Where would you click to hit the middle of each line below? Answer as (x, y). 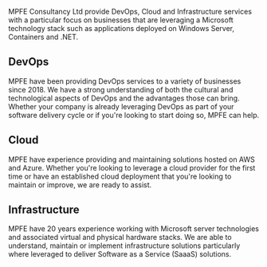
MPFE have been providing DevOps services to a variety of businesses (125, 81)
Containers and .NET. (43, 37)
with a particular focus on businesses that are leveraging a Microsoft (121, 20)
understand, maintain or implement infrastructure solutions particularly (124, 245)
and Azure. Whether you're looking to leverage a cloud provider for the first (132, 167)
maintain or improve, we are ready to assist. (80, 185)
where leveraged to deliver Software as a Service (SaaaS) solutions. (120, 254)
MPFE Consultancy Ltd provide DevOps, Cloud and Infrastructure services (130, 12)
